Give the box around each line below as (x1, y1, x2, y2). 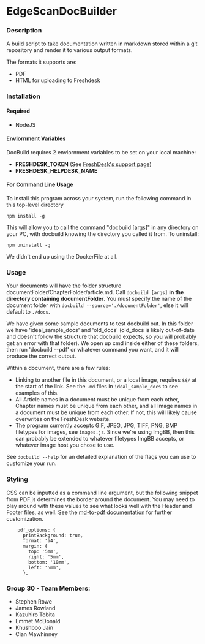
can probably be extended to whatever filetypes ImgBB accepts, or (15, 435, 185, 442)
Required (6, 107, 31, 115)
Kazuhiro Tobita (15, 611, 55, 618)
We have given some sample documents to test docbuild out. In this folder (6, 320, 193, 327)
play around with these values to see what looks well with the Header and (6, 502, 192, 509)
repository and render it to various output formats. (6, 47, 133, 54)
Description (6, 26, 42, 35)
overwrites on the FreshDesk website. (15, 415, 111, 423)
